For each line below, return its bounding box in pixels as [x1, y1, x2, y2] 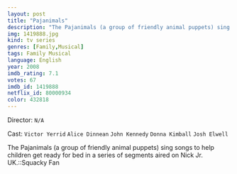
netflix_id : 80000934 [7, 89, 72, 97]
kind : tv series [7, 37, 55, 44]
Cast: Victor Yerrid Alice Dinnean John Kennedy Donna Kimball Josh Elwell [7, 129, 228, 138]
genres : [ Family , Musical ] [7, 43, 84, 50]
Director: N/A [7, 116, 45, 124]
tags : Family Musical [7, 50, 72, 58]
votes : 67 [7, 76, 37, 84]
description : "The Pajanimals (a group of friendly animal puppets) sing [7, 23, 231, 31]
